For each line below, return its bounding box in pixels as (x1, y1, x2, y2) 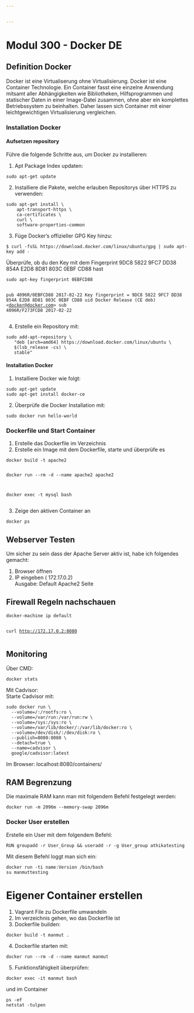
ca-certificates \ (16, 212, 62, 218)
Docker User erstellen (6, 818, 70, 826)
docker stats (6, 676, 38, 682)
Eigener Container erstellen (6, 889, 143, 902)
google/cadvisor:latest (11, 750, 69, 756)
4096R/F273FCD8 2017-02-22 (6, 307, 72, 313)
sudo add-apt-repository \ (6, 334, 72, 340)
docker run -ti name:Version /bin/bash (6, 864, 104, 870)
